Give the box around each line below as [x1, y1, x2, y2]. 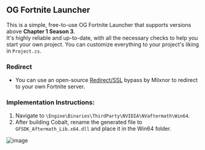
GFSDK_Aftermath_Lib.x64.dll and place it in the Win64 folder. [15, 125, 171, 132]
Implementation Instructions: [6, 98, 95, 107]
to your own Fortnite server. [15, 83, 86, 91]
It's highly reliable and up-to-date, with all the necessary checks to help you [6, 34, 198, 42]
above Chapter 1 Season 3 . [6, 28, 75, 35]
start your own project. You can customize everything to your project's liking [6, 40, 199, 48]
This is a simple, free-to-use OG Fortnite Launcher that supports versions [6, 21, 192, 28]
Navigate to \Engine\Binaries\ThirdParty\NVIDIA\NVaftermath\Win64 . [15, 112, 190, 119]
